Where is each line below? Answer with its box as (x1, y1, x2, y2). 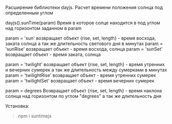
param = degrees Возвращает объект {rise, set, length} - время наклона (5, 88, 162, 94)
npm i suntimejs (17, 113, 52, 119)
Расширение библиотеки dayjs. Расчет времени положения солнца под (5, 5, 163, 10)
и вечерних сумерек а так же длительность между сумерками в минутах (5, 67, 167, 73)
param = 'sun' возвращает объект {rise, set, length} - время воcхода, (5, 35, 156, 41)
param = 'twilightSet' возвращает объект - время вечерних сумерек (5, 78, 155, 84)
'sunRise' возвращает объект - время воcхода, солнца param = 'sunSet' (5, 46, 163, 52)
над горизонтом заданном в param (5, 25, 82, 31)
